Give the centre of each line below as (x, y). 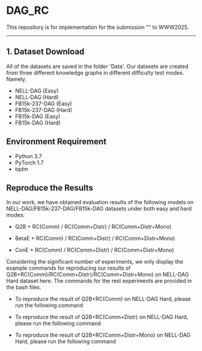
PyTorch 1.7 (29, 163)
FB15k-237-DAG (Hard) (44, 110)
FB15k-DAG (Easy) (38, 116)
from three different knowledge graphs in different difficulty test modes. (95, 72)
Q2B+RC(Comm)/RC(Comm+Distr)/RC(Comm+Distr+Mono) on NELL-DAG (98, 275)
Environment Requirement (57, 142)
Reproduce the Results (50, 188)
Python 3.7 (28, 156)
